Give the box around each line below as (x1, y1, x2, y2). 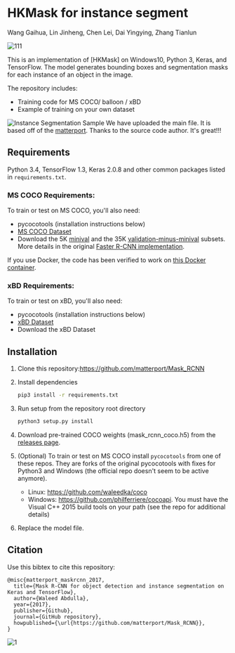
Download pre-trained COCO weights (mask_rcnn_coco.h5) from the (17, 430, 216, 439)
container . (7, 264, 36, 272)
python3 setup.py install (17, 418, 93, 425)
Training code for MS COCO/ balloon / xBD (17, 97, 142, 106)
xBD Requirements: (7, 280, 75, 290)
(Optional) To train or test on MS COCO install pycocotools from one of (17, 451, 221, 460)
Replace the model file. (17, 524, 84, 532)
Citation (7, 544, 43, 556)
